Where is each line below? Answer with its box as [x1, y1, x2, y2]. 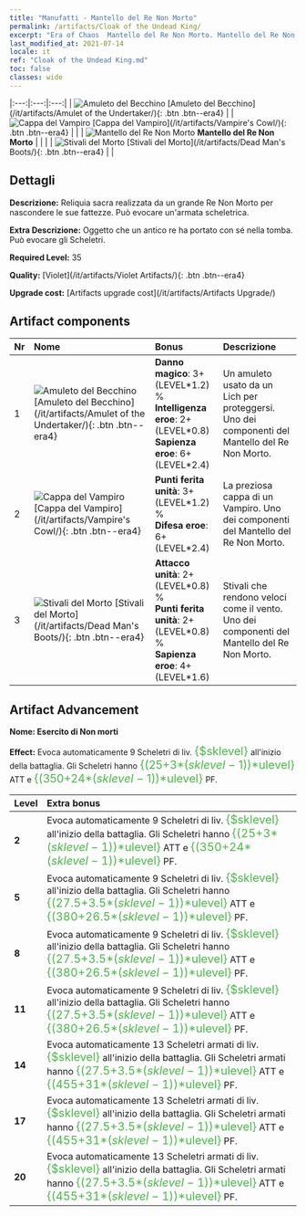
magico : [154, 367, 191, 380]
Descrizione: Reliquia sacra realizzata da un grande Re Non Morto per [9, 197, 273, 208]
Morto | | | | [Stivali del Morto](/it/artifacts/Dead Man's [9, 136, 286, 147]
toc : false [9, 65, 51, 74]
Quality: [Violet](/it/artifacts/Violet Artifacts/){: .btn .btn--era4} [9, 269, 246, 280]
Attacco [154, 557, 190, 570]
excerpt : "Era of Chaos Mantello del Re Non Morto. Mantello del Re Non [9, 30, 296, 39]
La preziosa [222, 479, 273, 492]
